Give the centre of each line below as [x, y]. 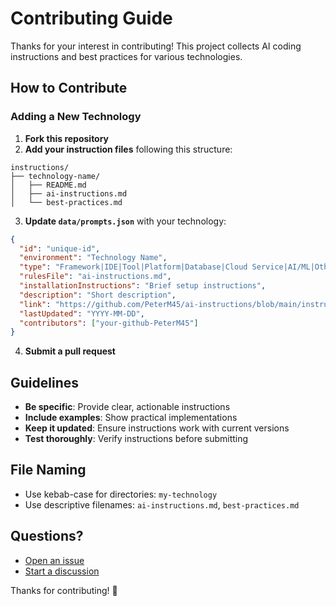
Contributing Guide [91, 18]
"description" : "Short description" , [98, 295]
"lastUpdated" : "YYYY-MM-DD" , [82, 313]
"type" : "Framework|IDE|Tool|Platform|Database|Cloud [133, 267]
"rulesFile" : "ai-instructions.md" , [95, 277]
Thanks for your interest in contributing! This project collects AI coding [156, 46]
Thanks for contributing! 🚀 [64, 590]
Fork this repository [67, 138]
